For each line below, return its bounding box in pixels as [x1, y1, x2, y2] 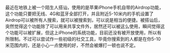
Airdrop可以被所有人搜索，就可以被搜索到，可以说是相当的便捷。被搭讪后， [5, 17, 163, 23]
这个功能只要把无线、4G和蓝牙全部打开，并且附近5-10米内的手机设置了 [5, 11, 154, 17]
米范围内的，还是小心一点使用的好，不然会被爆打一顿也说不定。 [5, 42, 138, 48]
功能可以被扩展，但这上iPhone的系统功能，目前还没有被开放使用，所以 [9, 30, 157, 35]
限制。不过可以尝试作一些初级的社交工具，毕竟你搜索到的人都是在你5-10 [9, 36, 161, 42]
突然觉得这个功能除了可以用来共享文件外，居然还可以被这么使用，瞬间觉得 [5, 23, 160, 29]
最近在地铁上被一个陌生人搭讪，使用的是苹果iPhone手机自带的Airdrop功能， [5, 5, 164, 10]
